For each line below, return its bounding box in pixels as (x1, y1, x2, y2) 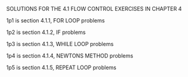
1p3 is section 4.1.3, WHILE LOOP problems (6, 41, 114, 47)
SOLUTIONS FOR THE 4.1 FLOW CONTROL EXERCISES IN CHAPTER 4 (6, 5, 182, 12)
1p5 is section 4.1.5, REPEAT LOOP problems (6, 64, 116, 71)
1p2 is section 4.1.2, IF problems (6, 28, 86, 36)
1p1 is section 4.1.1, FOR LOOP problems (6, 17, 105, 24)
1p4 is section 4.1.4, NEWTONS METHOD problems (6, 52, 133, 59)
